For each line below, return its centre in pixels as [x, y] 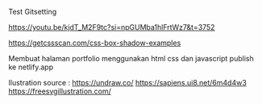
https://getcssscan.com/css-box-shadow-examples [95, 43]
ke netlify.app [31, 67]
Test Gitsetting [33, 12]
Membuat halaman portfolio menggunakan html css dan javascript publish [131, 58]
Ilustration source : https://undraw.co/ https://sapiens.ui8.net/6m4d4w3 [128, 83]
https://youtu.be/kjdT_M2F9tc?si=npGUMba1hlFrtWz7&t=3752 [112, 27]
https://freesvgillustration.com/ [60, 91]
